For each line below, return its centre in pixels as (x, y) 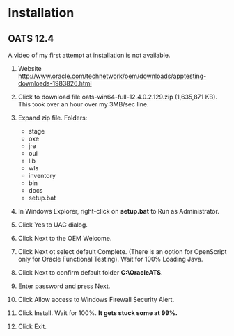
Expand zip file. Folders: (53, 118)
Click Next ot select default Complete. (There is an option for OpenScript (122, 251)
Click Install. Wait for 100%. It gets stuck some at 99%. (98, 313)
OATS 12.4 (31, 39)
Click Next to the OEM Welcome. (65, 238)
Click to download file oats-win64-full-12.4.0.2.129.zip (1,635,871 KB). (118, 97)
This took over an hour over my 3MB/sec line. (83, 104)
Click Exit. (32, 326)
